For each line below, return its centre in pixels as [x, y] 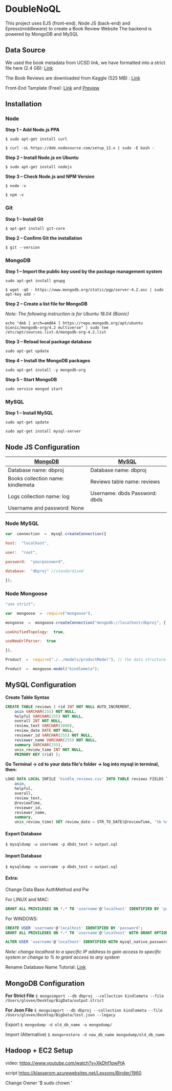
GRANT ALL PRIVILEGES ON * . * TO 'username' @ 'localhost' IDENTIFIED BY [82, 909]
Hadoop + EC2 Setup [39, 1051]
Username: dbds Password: [124, 493]
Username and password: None [46, 508]
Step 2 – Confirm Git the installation [44, 238]
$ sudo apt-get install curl [36, 139]
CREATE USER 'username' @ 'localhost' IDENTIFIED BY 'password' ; [74, 928]
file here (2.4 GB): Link [29, 68]
